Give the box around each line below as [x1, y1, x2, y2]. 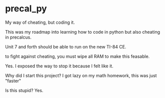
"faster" [5, 78, 21, 84]
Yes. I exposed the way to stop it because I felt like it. [5, 63, 113, 69]
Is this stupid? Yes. [5, 87, 44, 93]
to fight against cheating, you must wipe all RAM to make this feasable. [5, 53, 150, 59]
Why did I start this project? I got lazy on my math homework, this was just [5, 72, 157, 78]
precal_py [5, 3, 47, 14]
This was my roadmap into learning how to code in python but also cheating [5, 29, 160, 35]
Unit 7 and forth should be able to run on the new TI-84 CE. [5, 44, 126, 49]
